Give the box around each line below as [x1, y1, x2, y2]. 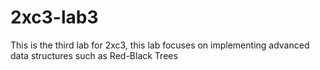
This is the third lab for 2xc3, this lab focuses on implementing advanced [10, 39, 310, 51]
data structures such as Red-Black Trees [10, 49, 178, 61]
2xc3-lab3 [10, 6, 99, 29]
